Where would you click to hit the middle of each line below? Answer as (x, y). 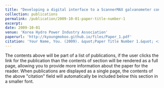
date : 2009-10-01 (23, 28)
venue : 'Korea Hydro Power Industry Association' (57, 32)
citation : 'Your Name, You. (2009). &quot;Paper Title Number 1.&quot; (79, 42)
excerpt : (14, 23)
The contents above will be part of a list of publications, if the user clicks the (82, 55)
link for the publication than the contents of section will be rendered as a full (82, 60)
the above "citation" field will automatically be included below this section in (82, 76)
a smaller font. (20, 81)
